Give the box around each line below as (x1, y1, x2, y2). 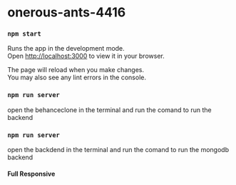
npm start (7, 30, 41, 38)
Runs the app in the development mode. (7, 44, 125, 53)
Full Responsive (7, 169, 56, 178)
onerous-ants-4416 (7, 4, 126, 21)
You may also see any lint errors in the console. (7, 73, 146, 82)
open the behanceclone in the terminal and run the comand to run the (7, 105, 212, 114)
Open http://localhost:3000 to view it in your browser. (7, 51, 165, 61)
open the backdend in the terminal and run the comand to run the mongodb (7, 146, 230, 154)
